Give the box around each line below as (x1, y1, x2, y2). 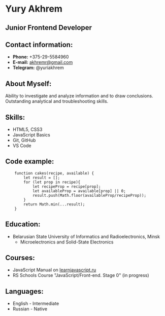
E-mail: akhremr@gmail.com (12, 59, 73, 65)
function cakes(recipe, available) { (14, 170, 94, 175)
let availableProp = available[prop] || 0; (32, 188, 126, 193)
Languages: (5, 287, 44, 296)
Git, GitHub (12, 137, 36, 144)
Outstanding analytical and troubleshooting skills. (5, 98, 109, 104)
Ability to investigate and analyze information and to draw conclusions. (5, 93, 153, 99)
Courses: (5, 254, 36, 262)
